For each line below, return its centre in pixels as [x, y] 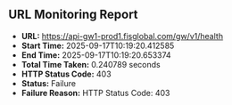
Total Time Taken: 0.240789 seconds [91, 64]
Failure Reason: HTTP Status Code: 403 [95, 93]
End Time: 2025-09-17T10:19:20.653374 [96, 55]
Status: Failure [49, 83]
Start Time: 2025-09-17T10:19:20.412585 [98, 45]
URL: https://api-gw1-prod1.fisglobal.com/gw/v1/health [122, 36]
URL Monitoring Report [74, 15]
